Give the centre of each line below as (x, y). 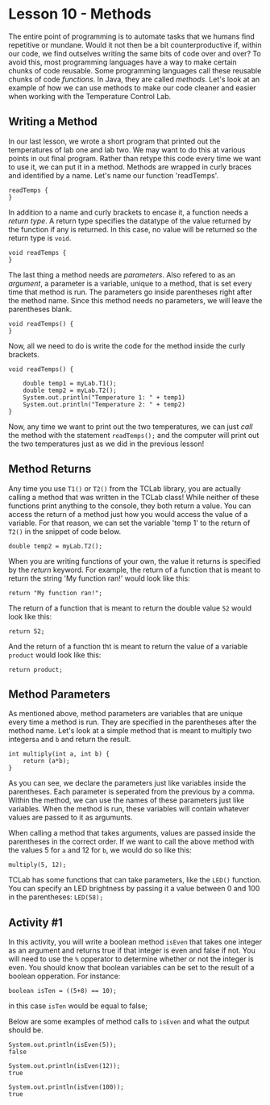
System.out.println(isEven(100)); (66, 1087)
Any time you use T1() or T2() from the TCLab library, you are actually (125, 488)
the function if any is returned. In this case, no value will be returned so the (133, 229)
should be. (26, 1030)
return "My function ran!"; (56, 593)
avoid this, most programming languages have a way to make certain (123, 62)
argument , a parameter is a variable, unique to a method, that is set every (130, 283)
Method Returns (50, 469)
